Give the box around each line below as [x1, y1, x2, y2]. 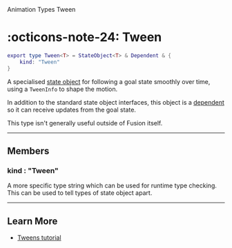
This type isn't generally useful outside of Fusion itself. [7, 118, 163, 127]
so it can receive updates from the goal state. [7, 105, 137, 114]
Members [7, 145, 50, 156]
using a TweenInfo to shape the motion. [7, 85, 118, 93]
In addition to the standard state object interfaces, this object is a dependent [7, 98, 224, 106]
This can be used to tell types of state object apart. [7, 189, 153, 197]
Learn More [7, 215, 58, 227]
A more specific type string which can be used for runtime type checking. [7, 181, 217, 190]
